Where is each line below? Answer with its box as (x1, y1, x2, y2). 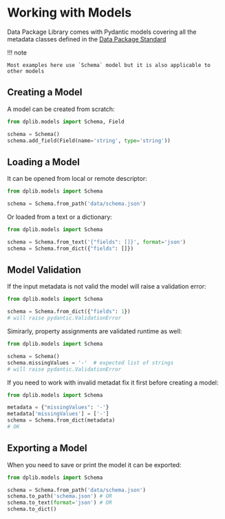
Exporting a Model (7, 442, 87, 454)
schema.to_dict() (7, 506, 57, 513)
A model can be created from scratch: (7, 105, 115, 113)
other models (7, 68, 45, 75)
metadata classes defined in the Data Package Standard (7, 35, 167, 43)
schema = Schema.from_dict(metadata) (7, 417, 116, 424)
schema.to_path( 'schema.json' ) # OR (7, 493, 112, 500)
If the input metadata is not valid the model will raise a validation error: (7, 282, 206, 291)
